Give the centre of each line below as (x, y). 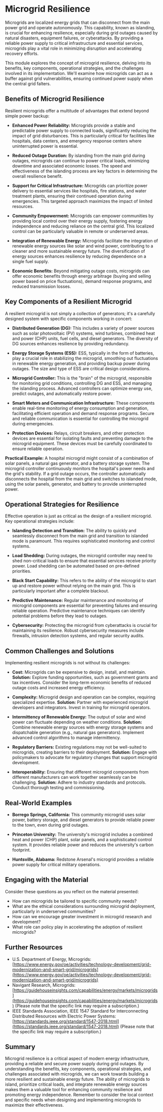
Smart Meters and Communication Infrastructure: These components (83, 403)
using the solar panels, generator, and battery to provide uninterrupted (76, 484)
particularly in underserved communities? (54, 911)
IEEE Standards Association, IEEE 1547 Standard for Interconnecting (80, 1011)
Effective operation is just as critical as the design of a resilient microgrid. (79, 516)
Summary (20, 1047)
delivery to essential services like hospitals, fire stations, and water (79, 190)
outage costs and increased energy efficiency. (59, 688)
